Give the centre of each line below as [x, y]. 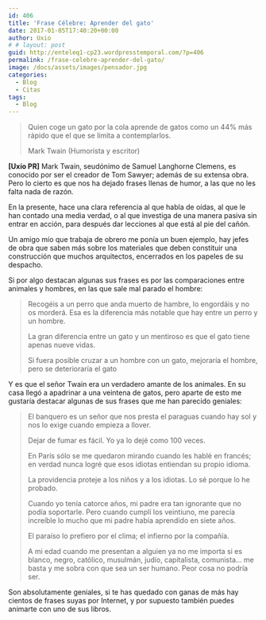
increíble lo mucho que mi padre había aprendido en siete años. [132, 521]
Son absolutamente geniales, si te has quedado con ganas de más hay [123, 592]
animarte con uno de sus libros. [60, 609]
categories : [28, 75]
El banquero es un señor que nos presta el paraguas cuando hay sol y [142, 417]
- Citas [28, 90]
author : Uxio [30, 38]
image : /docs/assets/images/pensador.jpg [78, 68]
